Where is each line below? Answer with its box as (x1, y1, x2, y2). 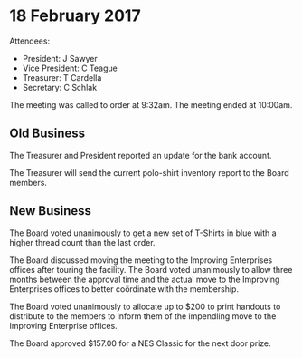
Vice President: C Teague (22, 63, 118, 73)
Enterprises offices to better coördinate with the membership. (9, 283, 240, 295)
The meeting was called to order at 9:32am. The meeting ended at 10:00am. (9, 99, 293, 110)
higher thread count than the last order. (9, 237, 156, 247)
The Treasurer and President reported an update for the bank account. (9, 150, 272, 160)
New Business (9, 203, 92, 218)
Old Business (9, 126, 86, 141)
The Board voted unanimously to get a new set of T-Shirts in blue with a (9, 227, 278, 238)
